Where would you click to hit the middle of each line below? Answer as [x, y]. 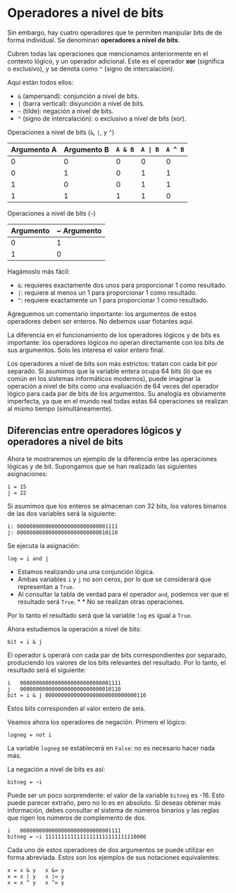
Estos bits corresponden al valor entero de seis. [76, 708]
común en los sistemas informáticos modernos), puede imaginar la [104, 378]
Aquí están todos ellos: [41, 82]
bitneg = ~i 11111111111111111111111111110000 [77, 837]
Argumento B [86, 150]
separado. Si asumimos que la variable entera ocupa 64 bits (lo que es [110, 371]
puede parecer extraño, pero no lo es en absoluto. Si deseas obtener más [114, 803]
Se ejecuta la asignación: [44, 545]
